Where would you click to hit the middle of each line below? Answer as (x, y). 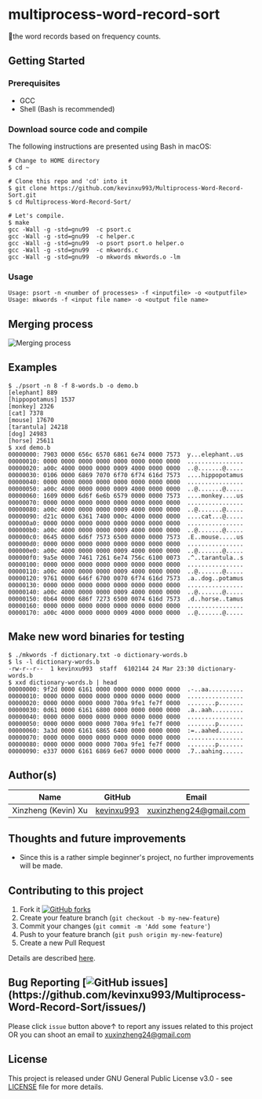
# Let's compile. (36, 215)
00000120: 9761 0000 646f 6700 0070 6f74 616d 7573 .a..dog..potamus (126, 578)
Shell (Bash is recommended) (67, 108)
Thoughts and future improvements (97, 838)
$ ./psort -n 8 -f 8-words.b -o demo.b (73, 386)
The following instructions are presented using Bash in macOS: (110, 146)
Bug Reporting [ (47, 983)
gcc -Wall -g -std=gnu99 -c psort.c (70, 230)
